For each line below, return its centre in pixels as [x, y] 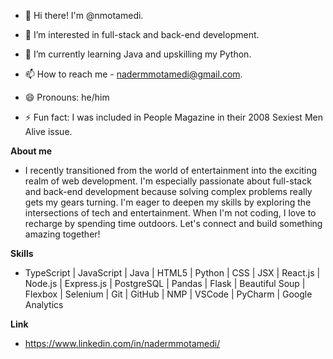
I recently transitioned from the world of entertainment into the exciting [171, 170]
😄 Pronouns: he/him [67, 97]
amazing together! [62, 234]
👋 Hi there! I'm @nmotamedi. [84, 15]
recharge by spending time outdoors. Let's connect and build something [173, 223]
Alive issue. [48, 131]
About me [31, 151]
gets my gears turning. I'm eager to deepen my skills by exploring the [168, 202]
